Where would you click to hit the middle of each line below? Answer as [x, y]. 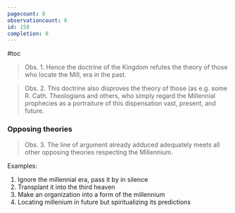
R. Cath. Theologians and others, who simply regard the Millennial [120, 96]
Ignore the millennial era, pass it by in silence [83, 179]
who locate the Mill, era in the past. [75, 75]
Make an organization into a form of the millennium [91, 194]
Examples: [22, 166]
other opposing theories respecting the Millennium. [99, 152]
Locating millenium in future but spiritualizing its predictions [104, 202]
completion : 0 [28, 34]
